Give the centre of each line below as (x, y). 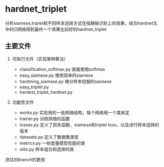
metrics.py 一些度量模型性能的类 (52, 143)
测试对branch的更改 (25, 159)
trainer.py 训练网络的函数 (45, 119)
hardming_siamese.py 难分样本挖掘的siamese (65, 81)
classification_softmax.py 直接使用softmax (62, 69)
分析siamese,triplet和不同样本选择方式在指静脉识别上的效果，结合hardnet (79, 23)
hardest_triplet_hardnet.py (46, 92)
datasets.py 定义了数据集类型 (49, 137)
